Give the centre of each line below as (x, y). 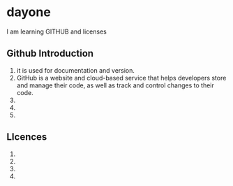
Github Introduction (50, 53)
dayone (29, 12)
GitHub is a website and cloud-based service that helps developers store (121, 78)
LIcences (27, 137)
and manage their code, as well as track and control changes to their (115, 85)
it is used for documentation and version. (76, 70)
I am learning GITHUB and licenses (57, 31)
